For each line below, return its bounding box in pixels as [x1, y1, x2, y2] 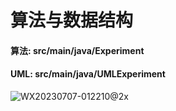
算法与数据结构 [10, 9, 134, 32]
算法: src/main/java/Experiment [10, 44, 145, 56]
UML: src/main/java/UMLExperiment [10, 68, 166, 80]
